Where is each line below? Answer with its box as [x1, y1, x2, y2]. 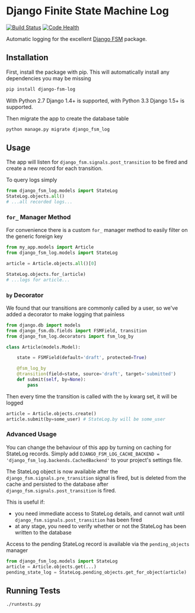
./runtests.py [6, 602, 41, 608]
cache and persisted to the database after [6, 480, 108, 488]
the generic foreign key [6, 233, 63, 240]
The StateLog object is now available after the [6, 468, 119, 475]
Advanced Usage [6, 430, 57, 438]
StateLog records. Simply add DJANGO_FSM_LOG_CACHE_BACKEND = [6, 450, 160, 457]
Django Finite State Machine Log [6, 4, 169, 18]
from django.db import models [6, 322, 81, 328]
